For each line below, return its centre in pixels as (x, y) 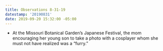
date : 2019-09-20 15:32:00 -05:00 (41, 19)
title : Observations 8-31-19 (35, 10)
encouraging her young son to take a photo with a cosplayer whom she (85, 38)
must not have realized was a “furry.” (50, 44)
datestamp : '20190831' (29, 14)
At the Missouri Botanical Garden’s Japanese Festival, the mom (77, 33)
